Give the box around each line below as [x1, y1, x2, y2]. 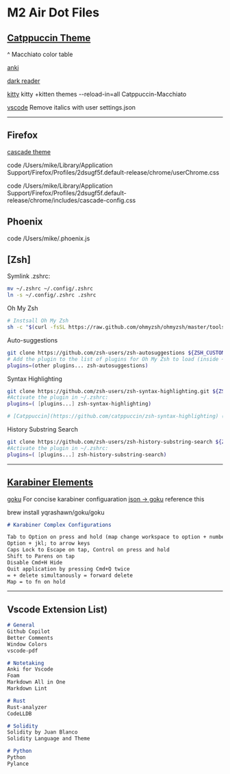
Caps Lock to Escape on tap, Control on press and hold [7, 547, 170, 553]
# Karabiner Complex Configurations [7, 521, 112, 528]
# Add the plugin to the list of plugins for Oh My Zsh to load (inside [7, 355, 219, 362]
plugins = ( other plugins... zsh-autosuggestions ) [7, 362, 149, 369]
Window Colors [7, 640, 48, 648]
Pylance [7, 760, 29, 767]
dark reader [7, 77, 40, 85]
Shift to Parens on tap [7, 553, 75, 560]
